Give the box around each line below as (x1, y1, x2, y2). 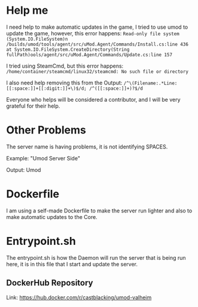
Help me (6, 4, 48, 17)
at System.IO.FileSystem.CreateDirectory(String (6, 46, 130, 53)
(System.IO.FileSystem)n (6, 36, 68, 42)
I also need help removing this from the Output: (6, 79, 123, 86)
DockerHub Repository (6, 278, 93, 288)
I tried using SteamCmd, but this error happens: (6, 62, 124, 69)
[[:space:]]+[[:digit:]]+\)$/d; (6, 85, 87, 92)
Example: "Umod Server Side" (6, 154, 81, 162)
